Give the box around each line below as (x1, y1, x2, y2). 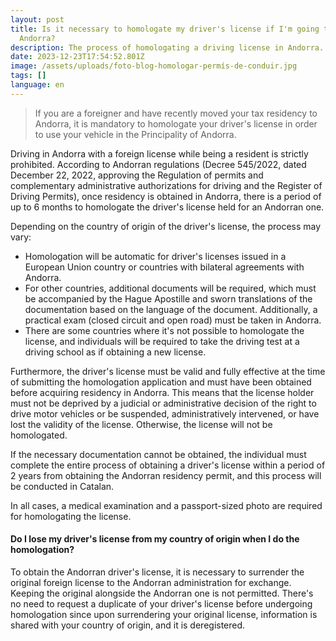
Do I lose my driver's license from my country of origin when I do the (10, 533, 300, 545)
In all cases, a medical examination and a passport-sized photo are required (10, 499, 323, 511)
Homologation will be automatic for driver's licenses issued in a (24, 250, 287, 262)
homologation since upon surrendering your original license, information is (10, 608, 318, 620)
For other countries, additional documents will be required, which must (24, 282, 317, 294)
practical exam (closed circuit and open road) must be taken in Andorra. (24, 314, 322, 326)
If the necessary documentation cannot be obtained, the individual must (10, 448, 307, 460)
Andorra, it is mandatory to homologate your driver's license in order (34, 117, 318, 130)
